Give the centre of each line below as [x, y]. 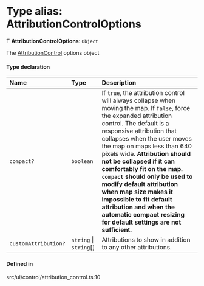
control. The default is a [135, 124]
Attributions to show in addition [146, 240]
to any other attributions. [137, 248]
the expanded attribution [137, 116]
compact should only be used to [147, 176]
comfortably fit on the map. [142, 169]
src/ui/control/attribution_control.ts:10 [53, 277]
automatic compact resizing [143, 215]
